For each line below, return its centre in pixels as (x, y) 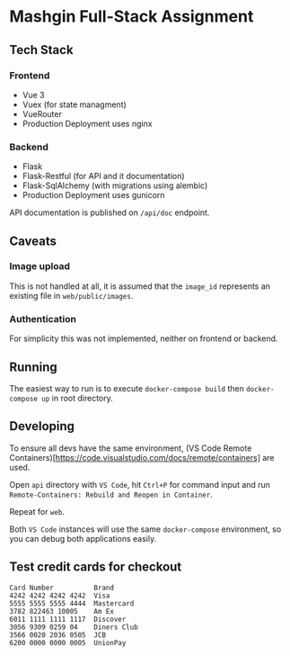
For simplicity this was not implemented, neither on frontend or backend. (144, 338)
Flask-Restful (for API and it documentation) (104, 176)
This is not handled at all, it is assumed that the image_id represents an (140, 286)
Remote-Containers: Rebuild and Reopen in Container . (111, 494)
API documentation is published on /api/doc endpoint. (110, 212)
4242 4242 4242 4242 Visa (60, 596)
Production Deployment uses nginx (87, 123)
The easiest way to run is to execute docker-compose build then (127, 388)
